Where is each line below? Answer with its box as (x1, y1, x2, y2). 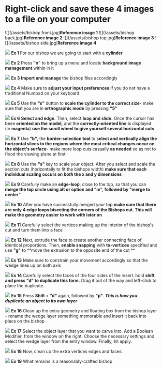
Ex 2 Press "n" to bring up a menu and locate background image (11, 60, 142, 66)
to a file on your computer (5, 14, 111, 25)
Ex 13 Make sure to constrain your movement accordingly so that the (11, 257, 148, 263)
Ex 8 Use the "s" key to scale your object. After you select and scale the (11, 161, 156, 167)
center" (5, 191, 21, 197)
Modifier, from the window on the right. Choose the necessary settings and (5, 333, 155, 339)
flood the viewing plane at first (5, 151, 66, 157)
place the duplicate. (5, 282, 44, 289)
